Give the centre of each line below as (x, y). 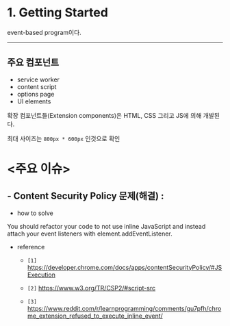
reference (31, 247)
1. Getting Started (57, 13)
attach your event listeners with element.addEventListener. (90, 234)
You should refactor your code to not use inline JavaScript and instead (106, 226)
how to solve (35, 213)
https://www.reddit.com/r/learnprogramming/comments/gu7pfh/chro (124, 308)
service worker (38, 79)
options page (36, 94)
